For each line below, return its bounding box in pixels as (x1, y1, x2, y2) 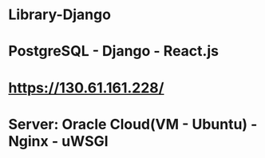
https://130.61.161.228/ (8, 78, 164, 97)
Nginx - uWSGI (8, 132, 109, 150)
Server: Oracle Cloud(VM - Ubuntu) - (8, 115, 258, 133)
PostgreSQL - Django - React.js (8, 42, 220, 61)
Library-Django (8, 6, 112, 24)
